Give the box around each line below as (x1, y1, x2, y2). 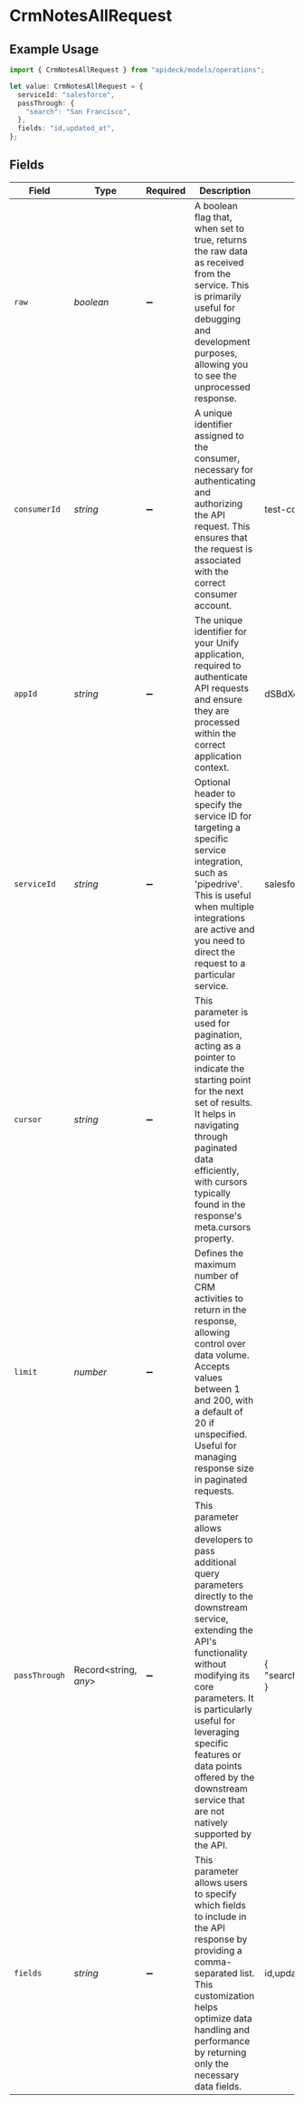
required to (194, 658, 242, 671)
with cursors (194, 1175, 248, 1187)
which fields (194, 1898, 246, 1911)
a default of (194, 1405, 244, 1417)
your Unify (194, 636, 240, 648)
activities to (194, 1292, 244, 1304)
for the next (194, 1084, 244, 1097)
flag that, (194, 210, 233, 223)
